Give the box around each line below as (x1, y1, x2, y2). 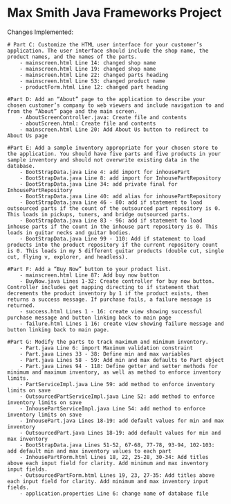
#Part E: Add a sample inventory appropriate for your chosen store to (7, 144, 218, 151)
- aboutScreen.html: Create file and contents (19, 120, 156, 127)
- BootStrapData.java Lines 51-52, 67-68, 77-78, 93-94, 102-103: (19, 442, 215, 449)
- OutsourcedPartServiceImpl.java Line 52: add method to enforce (19, 393, 215, 400)
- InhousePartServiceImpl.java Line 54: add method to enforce (19, 405, 206, 412)
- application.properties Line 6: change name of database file (19, 490, 209, 497)
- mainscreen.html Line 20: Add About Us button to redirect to (19, 126, 209, 133)
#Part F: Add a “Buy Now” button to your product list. (7, 266, 172, 272)
